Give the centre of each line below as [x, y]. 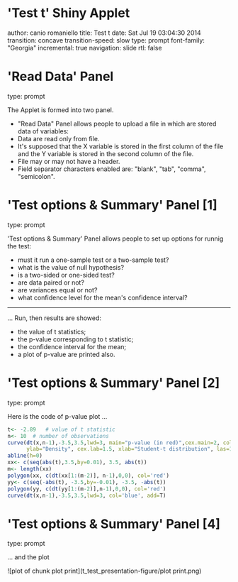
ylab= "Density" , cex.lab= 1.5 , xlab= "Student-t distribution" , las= [128, 449]
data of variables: [43, 131]
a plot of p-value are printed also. [66, 354]
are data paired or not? [51, 282]
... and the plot [28, 557]
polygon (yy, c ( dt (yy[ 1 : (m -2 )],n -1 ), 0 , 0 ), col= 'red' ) [87, 489]
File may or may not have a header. [69, 161]
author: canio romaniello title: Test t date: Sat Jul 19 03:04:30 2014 [104, 33]
